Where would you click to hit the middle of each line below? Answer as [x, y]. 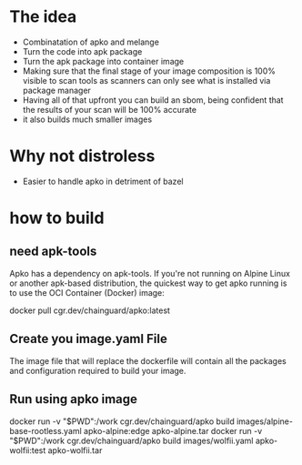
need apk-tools [53, 252]
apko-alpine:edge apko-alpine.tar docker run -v [173, 430]
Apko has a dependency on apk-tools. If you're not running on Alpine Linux [150, 273]
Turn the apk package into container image [103, 61]
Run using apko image [74, 399]
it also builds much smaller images [87, 119]
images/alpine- [265, 421]
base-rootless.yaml [45, 430]
